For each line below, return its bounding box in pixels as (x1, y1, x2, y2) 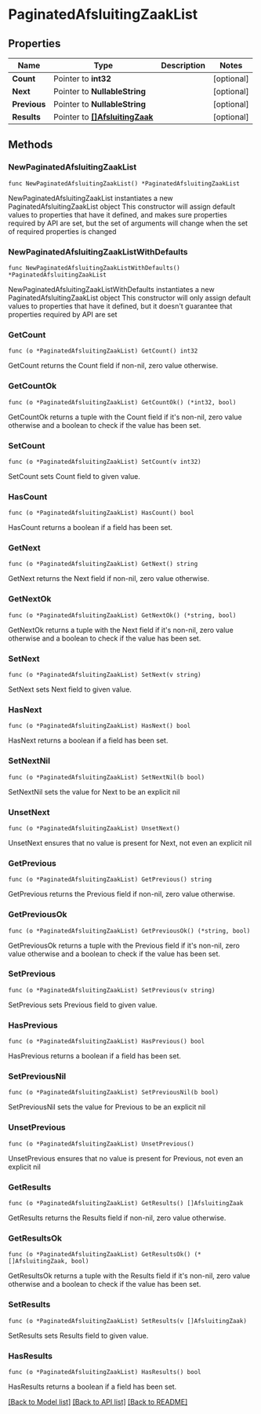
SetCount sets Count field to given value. (8, 471, 141, 480)
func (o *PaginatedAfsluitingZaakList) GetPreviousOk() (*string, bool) (8, 926, 251, 935)
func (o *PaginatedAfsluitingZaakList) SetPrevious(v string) (8, 986, 216, 994)
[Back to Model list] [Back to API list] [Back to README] (8, 1397, 188, 1406)
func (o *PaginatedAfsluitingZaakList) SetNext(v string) (8, 671, 201, 679)
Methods (8, 138, 53, 152)
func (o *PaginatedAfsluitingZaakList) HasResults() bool (8, 1368, 201, 1376)
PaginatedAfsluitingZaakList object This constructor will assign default (8, 202, 236, 211)
